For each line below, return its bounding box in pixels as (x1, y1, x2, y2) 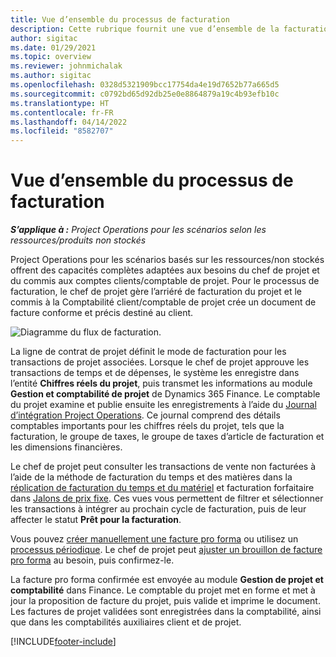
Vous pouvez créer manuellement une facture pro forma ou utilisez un (10, 533, 299, 545)
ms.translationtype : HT (10, 98, 110, 108)
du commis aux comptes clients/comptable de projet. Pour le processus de (10, 275, 320, 287)
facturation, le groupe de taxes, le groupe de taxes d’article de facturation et (10, 431, 325, 443)
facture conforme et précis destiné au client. (10, 307, 194, 319)
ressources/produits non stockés (10, 234, 147, 246)
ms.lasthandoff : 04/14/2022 (10, 117, 128, 127)
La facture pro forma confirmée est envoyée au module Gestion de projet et (10, 574, 324, 586)
